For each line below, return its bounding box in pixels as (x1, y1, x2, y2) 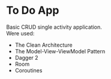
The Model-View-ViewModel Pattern (14, 47, 106, 54)
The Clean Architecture (14, 41, 73, 48)
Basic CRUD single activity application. (6, 23, 102, 31)
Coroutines (14, 66, 43, 74)
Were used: (6, 29, 35, 37)
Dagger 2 (14, 54, 38, 61)
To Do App (6, 4, 59, 17)
